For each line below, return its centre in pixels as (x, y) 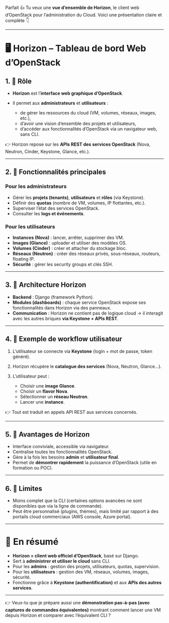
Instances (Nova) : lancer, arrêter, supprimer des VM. (68, 237)
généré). (21, 356)
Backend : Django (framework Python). (53, 297)
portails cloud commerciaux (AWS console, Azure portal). (72, 517)
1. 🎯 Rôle (18, 81)
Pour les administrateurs (36, 186)
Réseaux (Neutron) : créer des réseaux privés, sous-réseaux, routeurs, (87, 254)
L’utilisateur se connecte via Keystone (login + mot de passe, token (82, 351)
